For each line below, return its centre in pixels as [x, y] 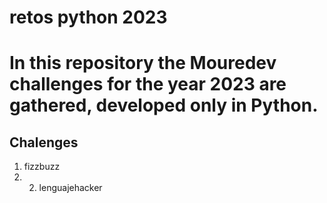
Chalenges [44, 142]
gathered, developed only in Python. [164, 105]
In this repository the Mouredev [143, 63]
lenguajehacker [70, 188]
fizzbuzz [42, 167]
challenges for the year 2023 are [148, 84]
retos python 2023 [88, 17]
